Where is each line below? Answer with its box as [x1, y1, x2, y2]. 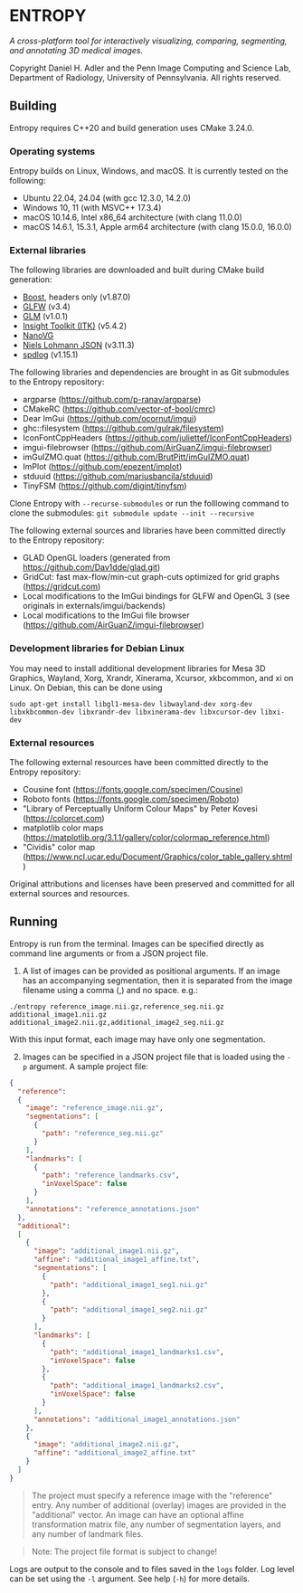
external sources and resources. [9, 887, 130, 898]
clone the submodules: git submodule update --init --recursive [9, 507, 255, 518]
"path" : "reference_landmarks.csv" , [42, 1171, 180, 1181]
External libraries [9, 243, 87, 256]
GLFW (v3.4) [22, 301, 71, 312]
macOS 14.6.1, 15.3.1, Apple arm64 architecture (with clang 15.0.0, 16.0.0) [22, 222, 292, 232]
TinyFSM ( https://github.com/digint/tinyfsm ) [22, 480, 187, 491]
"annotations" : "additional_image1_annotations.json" [33, 1415, 241, 1424]
